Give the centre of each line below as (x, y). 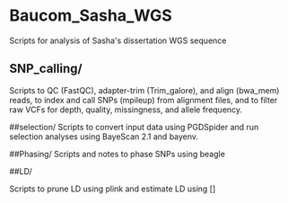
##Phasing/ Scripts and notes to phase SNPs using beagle (118, 154)
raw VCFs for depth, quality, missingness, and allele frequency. (126, 110)
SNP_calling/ (46, 69)
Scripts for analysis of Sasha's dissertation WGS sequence (118, 40)
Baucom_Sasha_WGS (91, 16)
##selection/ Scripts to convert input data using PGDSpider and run (134, 127)
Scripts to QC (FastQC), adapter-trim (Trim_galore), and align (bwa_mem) (144, 90)
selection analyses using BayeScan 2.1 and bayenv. (104, 137)
